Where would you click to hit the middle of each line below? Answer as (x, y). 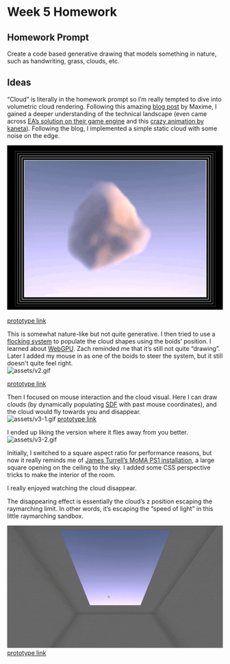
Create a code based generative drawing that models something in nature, (112, 54)
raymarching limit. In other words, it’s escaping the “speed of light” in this (110, 509)
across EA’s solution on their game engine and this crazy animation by (105, 121)
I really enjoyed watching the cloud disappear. (72, 488)
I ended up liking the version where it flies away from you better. (98, 433)
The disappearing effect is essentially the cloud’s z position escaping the (110, 501)
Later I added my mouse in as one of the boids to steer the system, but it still (115, 356)
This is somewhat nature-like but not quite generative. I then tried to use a (111, 334)
